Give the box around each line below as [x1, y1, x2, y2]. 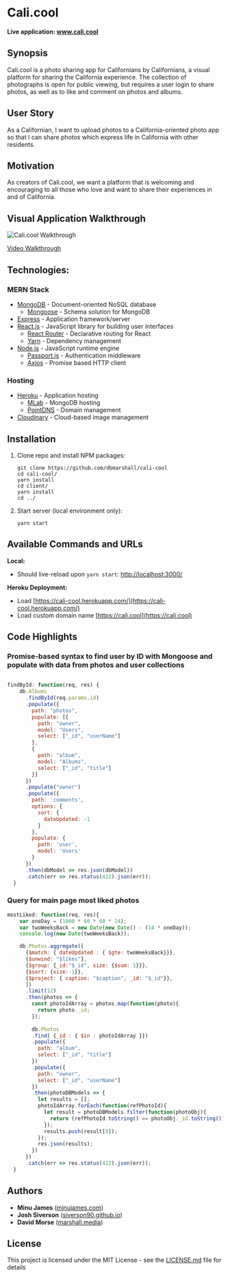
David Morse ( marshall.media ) [16, 1218, 103, 1226]
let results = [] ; [37, 1096, 90, 1103]
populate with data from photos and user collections [7, 660, 185, 670]
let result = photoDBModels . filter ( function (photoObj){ [43, 1109, 207, 1116]
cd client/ [16, 482, 49, 489]
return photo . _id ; [37, 1007, 90, 1014]
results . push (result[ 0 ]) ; [43, 1127, 118, 1135]
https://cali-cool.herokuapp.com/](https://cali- [35, 596, 166, 605]
